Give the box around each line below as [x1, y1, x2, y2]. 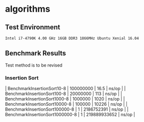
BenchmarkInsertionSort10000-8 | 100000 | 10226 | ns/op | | [5, 101, 128, 107]
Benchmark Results [5, 49, 66, 57]
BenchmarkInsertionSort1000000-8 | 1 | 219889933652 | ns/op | [5, 112, 136, 118]
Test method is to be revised [5, 62, 63, 68]
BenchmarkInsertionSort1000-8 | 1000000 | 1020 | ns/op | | [5, 96, 125, 102]
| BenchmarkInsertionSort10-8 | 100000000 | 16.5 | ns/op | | [5, 86, 126, 92]
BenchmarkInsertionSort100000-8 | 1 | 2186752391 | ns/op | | [5, 106, 129, 112]
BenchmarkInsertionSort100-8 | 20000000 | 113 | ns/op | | [5, 91, 122, 97]
